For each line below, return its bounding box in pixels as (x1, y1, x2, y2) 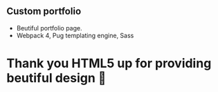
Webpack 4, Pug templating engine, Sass (16, 31, 134, 39)
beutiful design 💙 (6, 71, 107, 86)
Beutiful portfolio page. (16, 24, 82, 32)
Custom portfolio (6, 6, 82, 17)
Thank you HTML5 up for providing (6, 55, 212, 71)
